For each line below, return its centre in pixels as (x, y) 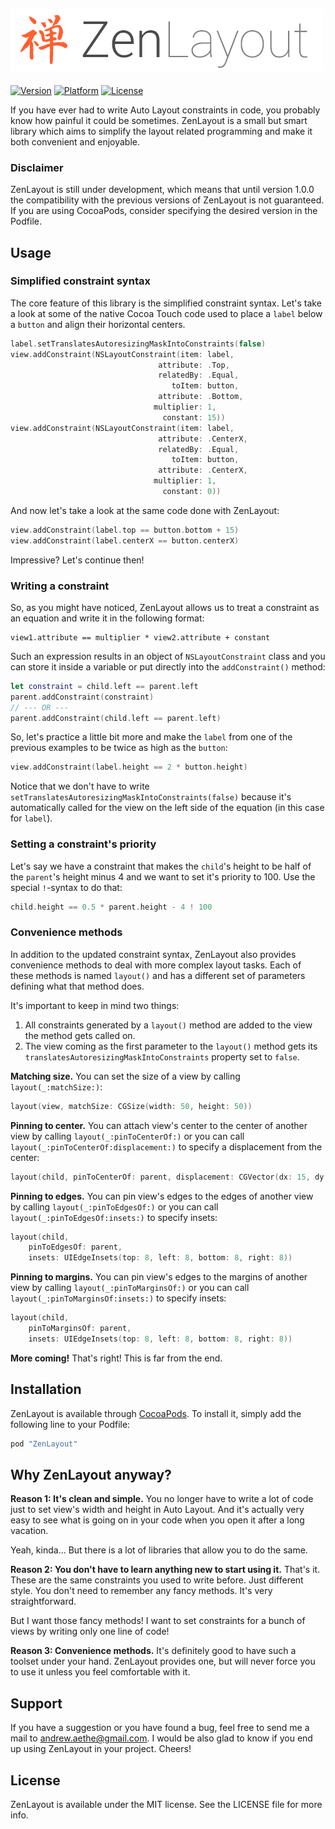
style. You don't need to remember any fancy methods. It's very (141, 1591)
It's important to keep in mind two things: (95, 1005)
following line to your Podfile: (70, 1424)
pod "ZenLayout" (44, 1444)
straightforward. (43, 1601)
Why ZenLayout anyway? (91, 1474)
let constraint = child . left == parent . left (104, 686)
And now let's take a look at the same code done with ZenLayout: (145, 510)
